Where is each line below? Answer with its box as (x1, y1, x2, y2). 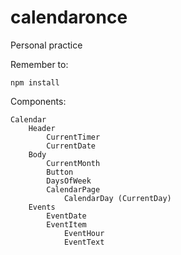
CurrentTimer (46, 132, 101, 142)
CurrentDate (46, 141, 97, 151)
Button (46, 167, 74, 177)
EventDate (46, 211, 87, 221)
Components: (10, 95, 67, 107)
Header (28, 123, 56, 133)
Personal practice (10, 39, 83, 51)
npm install (10, 77, 60, 88)
